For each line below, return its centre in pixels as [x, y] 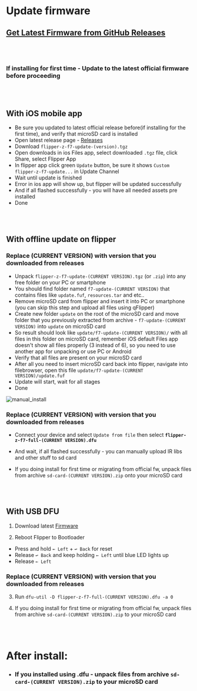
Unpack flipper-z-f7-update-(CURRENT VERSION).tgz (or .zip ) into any [100, 276]
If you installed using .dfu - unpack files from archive [92, 674]
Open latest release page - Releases [59, 140]
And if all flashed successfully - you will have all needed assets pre [96, 191]
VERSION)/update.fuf [40, 376]
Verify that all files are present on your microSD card [78, 358]
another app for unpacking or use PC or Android [73, 351]
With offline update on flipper [61, 239]
